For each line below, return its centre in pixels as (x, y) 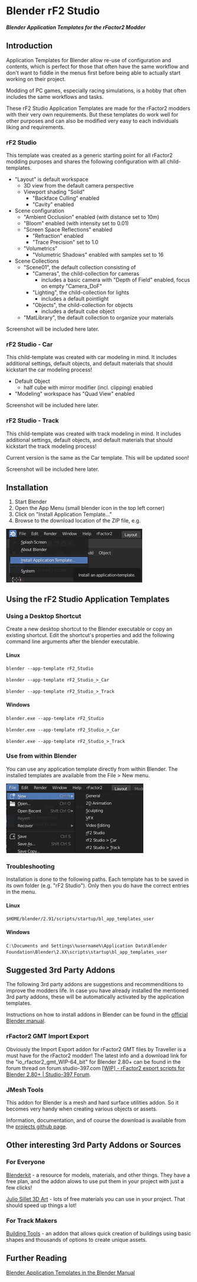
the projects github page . (37, 1126)
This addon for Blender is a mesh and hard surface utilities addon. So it (92, 1102)
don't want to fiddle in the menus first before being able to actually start (93, 73)
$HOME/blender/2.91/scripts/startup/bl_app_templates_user (80, 919)
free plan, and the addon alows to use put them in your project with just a (95, 1181)
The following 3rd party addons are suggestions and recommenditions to (95, 984)
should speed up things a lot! (41, 1205)
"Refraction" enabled (58, 236)
